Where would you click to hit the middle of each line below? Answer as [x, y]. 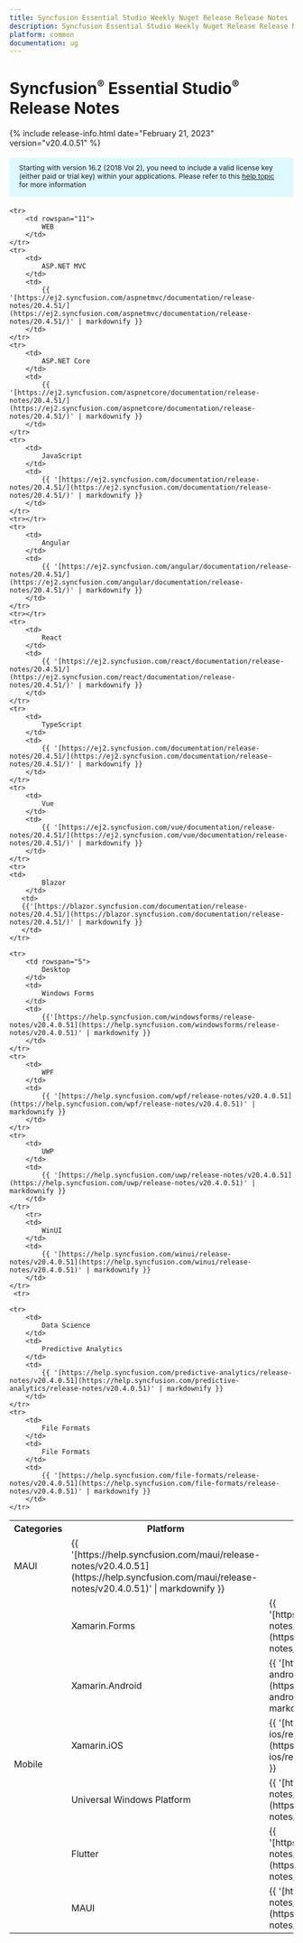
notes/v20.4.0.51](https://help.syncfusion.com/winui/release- [131, 1262]
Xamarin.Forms [103, 1626]
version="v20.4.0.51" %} [55, 143]
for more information [53, 185]
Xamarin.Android [106, 1686]
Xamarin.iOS [97, 1746]
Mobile [28, 1764]
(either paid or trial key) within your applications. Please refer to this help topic [147, 176]
